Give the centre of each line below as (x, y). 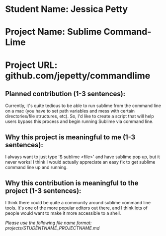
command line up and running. (37, 168)
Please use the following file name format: (48, 223)
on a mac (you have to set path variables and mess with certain (70, 111)
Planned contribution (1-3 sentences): (65, 93)
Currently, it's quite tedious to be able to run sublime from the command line (83, 106)
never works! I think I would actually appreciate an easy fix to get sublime (80, 162)
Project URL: (31, 65)
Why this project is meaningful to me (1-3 (70, 137)
